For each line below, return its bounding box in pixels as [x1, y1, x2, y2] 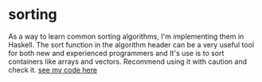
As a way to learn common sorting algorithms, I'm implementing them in [8, 32, 244, 41]
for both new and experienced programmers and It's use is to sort [8, 48, 225, 58]
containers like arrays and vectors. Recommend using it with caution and [8, 57, 247, 66]
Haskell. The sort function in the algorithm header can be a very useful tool [8, 39, 255, 49]
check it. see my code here [8, 65, 98, 74]
